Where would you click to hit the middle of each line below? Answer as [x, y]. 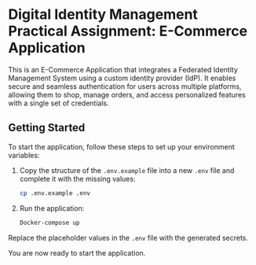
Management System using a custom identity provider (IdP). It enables [122, 78]
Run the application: [52, 208]
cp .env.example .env [55, 193]
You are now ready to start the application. [77, 252]
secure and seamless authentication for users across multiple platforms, [125, 86]
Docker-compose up [49, 223]
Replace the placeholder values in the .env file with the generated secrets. [128, 237]
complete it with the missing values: [77, 179]
